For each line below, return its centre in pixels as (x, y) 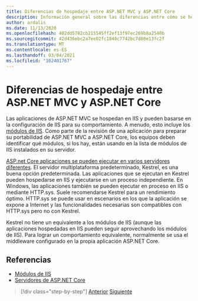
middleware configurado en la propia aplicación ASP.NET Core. (83, 241)
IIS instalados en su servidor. (41, 150)
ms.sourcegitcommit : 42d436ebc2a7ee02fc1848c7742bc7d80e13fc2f (85, 39)
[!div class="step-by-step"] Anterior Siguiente (76, 292)
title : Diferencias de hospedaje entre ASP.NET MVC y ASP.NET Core (91, 11)
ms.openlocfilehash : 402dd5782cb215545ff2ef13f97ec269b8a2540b (85, 34)
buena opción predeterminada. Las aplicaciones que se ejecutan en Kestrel (98, 173)
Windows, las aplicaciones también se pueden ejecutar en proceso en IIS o (97, 186)
